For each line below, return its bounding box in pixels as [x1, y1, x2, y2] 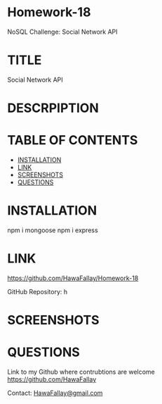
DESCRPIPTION [7, 100, 100, 116]
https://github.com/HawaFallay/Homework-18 [7, 274, 139, 282]
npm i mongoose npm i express [7, 226, 98, 234]
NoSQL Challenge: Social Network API [7, 27, 118, 36]
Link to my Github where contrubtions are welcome [7, 367, 156, 376]
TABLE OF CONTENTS [7, 132, 138, 149]
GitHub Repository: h [7, 287, 68, 296]
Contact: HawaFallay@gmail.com [7, 389, 103, 397]
